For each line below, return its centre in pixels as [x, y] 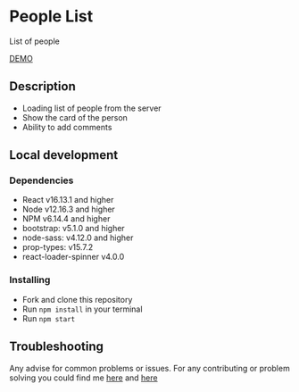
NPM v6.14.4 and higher [66, 219]
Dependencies [42, 180]
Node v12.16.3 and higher [69, 209]
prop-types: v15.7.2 [58, 247]
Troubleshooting [57, 347]
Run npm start [49, 318]
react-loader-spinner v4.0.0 [73, 257]
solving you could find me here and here [83, 378]
